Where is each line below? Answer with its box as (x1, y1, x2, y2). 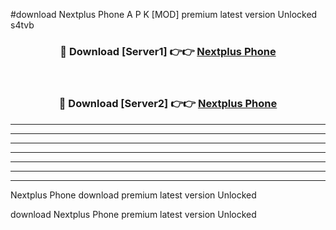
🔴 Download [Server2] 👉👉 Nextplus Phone (58, 97, 278, 111)
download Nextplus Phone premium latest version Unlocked (10, 208, 257, 220)
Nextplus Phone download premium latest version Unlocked (10, 189, 257, 201)
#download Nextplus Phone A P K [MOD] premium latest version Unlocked (10, 9, 318, 20)
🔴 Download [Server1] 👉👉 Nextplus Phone (59, 44, 277, 58)
